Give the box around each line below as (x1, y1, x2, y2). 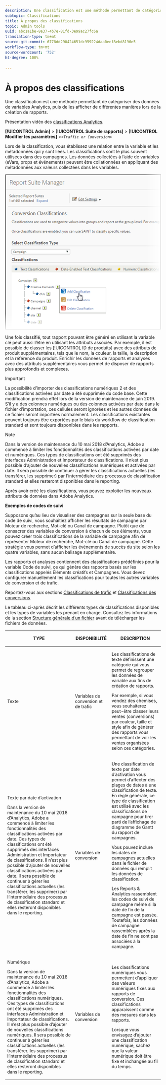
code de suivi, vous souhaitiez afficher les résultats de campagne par (5, 517, 147, 523)
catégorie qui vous (111, 662, 150, 668)
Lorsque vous (111, 1026, 140, 1032)
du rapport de (111, 829, 140, 835)
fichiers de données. (5, 620, 47, 626)
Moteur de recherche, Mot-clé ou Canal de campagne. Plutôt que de (5, 522, 145, 528)
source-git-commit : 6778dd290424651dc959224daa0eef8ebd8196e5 (5, 40, 136, 45)
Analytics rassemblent (111, 891, 157, 896)
